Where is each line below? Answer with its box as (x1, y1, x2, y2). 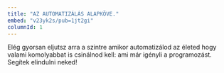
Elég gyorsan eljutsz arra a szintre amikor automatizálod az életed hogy (7, 43, 217, 52)
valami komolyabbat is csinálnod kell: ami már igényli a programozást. (7, 50, 212, 59)
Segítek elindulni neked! (7, 58, 78, 67)
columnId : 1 (7, 23, 43, 30)
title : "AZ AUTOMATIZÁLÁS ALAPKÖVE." (7, 10, 119, 18)
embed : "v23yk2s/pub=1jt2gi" (7, 17, 94, 24)
